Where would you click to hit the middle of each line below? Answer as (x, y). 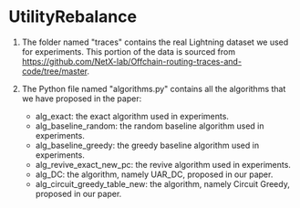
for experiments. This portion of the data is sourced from (129, 51)
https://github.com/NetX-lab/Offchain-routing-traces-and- (132, 61)
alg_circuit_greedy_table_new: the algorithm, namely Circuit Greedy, (163, 183)
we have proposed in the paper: (82, 99)
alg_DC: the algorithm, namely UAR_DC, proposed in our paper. (154, 174)
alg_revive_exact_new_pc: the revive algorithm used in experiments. (163, 164)
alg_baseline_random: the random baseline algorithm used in (150, 126)
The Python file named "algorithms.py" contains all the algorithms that (154, 88)
